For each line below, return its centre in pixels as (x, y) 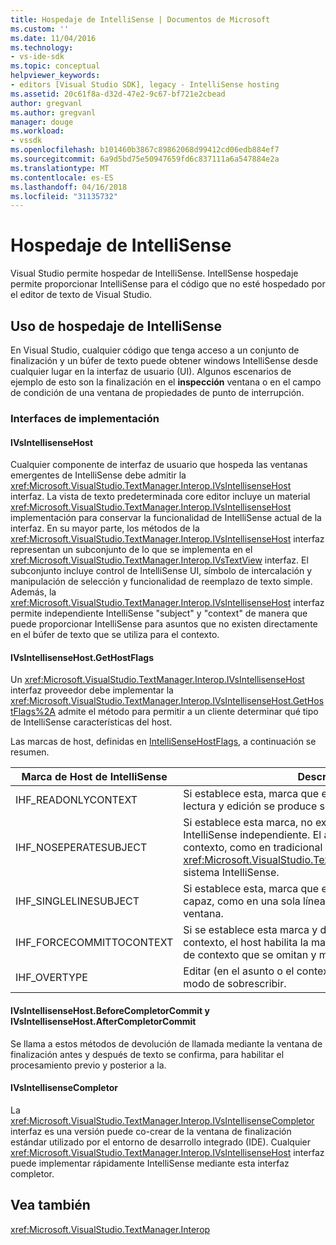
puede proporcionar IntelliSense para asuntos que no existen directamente (164, 624)
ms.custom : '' (40, 29)
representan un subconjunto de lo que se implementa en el (131, 550)
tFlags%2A (33, 712)
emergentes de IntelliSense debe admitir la (98, 475)
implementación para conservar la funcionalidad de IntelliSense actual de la (166, 518)
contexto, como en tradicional (253, 848)
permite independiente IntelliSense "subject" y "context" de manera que (159, 613)
